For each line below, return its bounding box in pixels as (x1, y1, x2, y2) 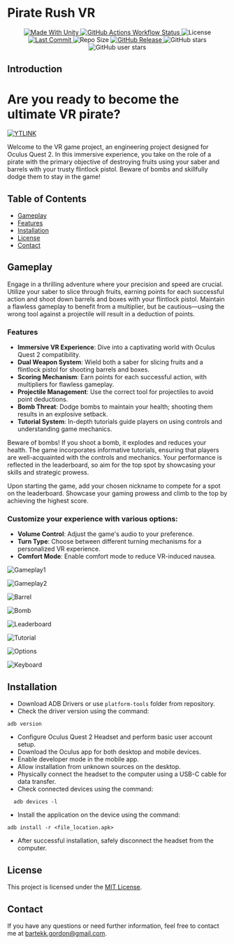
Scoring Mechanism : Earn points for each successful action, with (17, 373, 207, 381)
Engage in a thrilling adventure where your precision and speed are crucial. (7, 280, 224, 288)
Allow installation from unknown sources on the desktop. (17, 763, 182, 771)
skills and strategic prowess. (7, 468, 89, 477)
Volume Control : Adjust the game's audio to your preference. (17, 530, 194, 538)
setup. (17, 740, 36, 749)
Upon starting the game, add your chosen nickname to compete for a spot (7, 481, 221, 491)
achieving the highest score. (7, 497, 89, 505)
